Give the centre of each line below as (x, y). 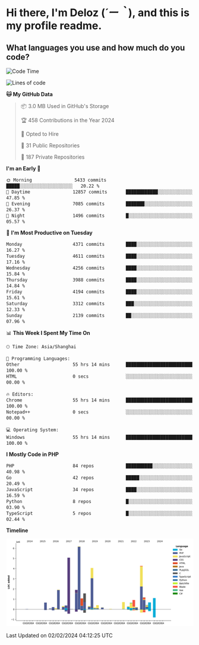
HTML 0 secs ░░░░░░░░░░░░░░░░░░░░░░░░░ (99, 377)
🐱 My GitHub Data (30, 94)
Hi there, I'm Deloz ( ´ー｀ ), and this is (98, 13)
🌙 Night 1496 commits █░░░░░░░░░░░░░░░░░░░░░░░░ (99, 216)
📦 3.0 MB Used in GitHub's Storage (65, 106)
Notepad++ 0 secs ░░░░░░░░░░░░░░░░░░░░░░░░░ (99, 412)
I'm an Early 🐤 (23, 168)
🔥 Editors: (20, 394)
